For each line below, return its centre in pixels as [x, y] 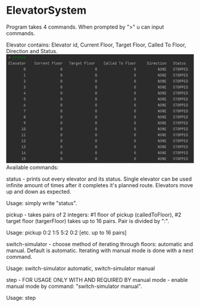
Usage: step [21, 297]
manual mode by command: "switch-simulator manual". [74, 286]
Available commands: [32, 167]
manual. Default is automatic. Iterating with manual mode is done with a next [100, 250]
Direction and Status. [32, 51]
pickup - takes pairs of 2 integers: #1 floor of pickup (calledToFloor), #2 [94, 215]
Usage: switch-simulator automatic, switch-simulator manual [81, 268]
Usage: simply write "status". [42, 203]
